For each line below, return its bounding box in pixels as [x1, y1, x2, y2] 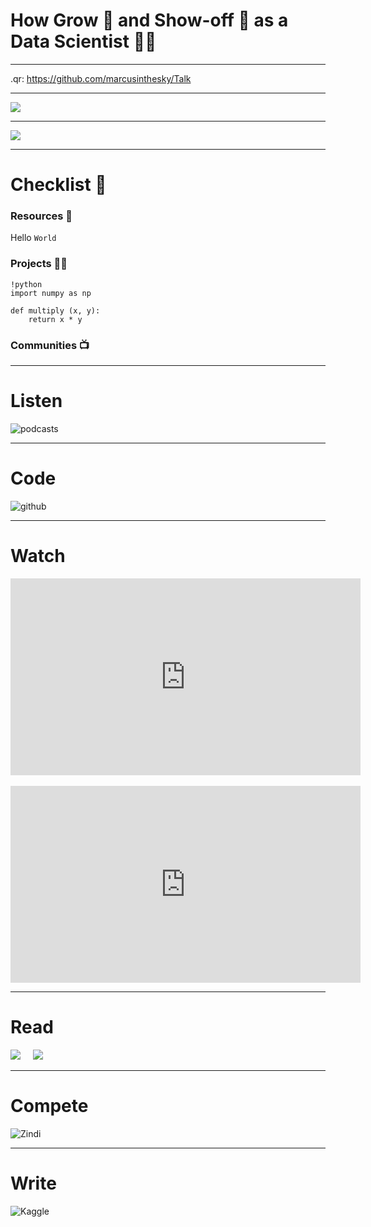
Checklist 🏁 [10, 174, 107, 196]
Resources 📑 [10, 209, 73, 223]
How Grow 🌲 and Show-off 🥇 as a [10, 9, 289, 32]
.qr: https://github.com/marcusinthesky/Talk [10, 72, 192, 84]
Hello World [10, 232, 57, 244]
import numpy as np [10, 288, 92, 298]
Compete [10, 1094, 89, 1117]
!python [10, 279, 43, 289]
